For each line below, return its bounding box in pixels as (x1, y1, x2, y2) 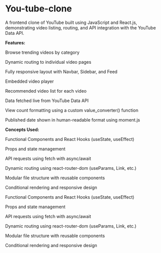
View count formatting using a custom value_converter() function (5, 107, 139, 113)
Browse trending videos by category (5, 49, 80, 55)
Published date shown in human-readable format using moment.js (5, 117, 140, 123)
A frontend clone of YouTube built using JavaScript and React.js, (5, 19, 138, 25)
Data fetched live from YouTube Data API (5, 98, 89, 104)
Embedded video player (5, 78, 54, 84)
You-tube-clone (5, 3, 72, 14)
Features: (5, 39, 26, 45)
